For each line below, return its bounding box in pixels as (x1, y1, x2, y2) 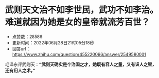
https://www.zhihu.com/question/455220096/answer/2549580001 (12, 51, 146, 57)
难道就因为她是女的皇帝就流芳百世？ (5, 17, 150, 28)
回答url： (12, 46, 31, 52)
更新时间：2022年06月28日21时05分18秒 (12, 39, 94, 45)
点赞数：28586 (12, 34, 43, 39)
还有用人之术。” (5, 67, 35, 73)
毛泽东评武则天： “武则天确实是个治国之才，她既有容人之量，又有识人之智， (5, 61, 157, 67)
